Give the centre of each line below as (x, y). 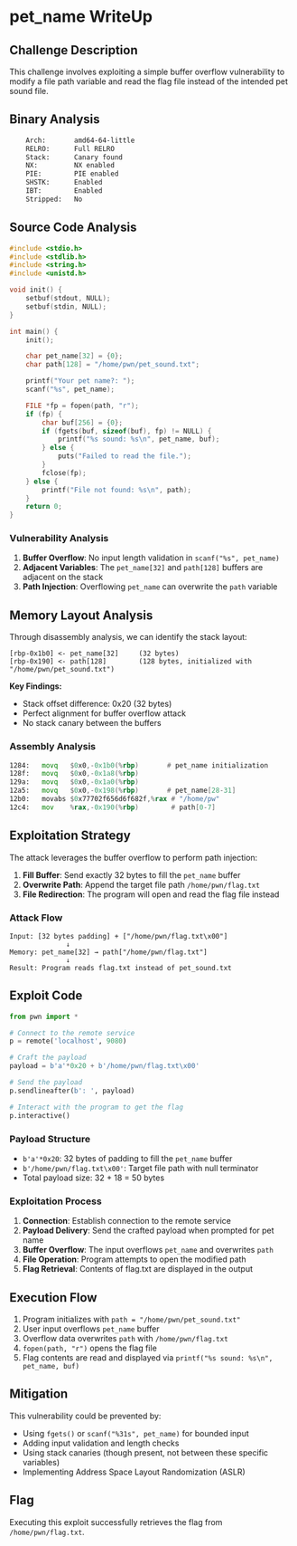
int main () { (34, 331)
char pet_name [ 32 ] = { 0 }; (74, 356)
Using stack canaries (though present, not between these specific (145, 1452)
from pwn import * (44, 1016)
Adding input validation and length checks (101, 1443)
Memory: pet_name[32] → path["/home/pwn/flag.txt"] (108, 952)
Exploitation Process (56, 1201)
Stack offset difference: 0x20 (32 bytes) (97, 704)
